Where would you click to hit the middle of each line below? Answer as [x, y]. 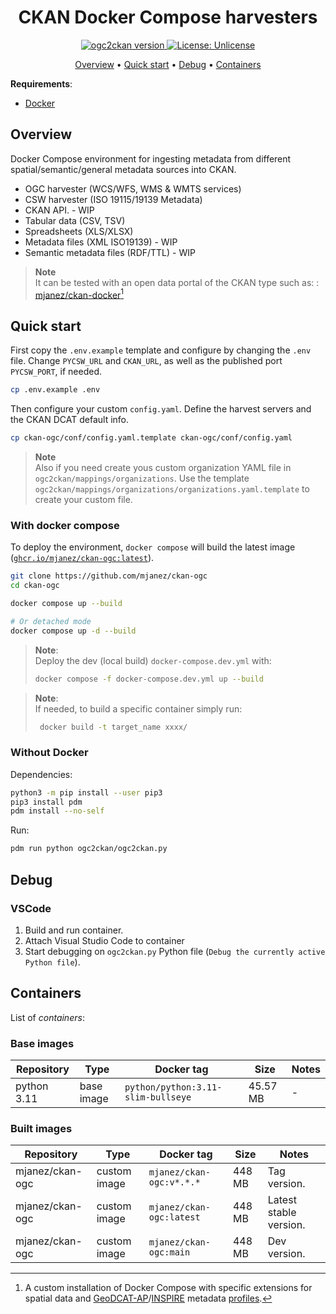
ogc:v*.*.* [174, 1182]
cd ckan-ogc [35, 586]
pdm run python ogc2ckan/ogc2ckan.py [89, 849]
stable [282, 1213]
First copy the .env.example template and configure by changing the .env [161, 350]
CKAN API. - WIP [59, 210]
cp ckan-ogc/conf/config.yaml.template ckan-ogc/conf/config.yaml [151, 438]
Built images [41, 1128]
